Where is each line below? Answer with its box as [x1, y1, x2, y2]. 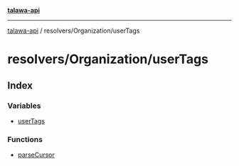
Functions [7, 134, 43, 144]
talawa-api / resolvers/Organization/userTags [7, 26, 140, 35]
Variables [7, 101, 41, 111]
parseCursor [17, 150, 55, 159]
